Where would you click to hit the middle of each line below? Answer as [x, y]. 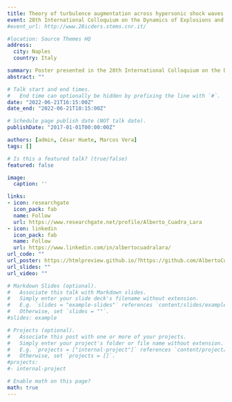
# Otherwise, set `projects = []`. [61, 356]
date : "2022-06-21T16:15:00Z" [51, 102]
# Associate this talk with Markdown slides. [77, 292]
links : [17, 197]
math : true [23, 388]
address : [20, 46]
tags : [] [20, 146]
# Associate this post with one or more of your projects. [97, 336]
